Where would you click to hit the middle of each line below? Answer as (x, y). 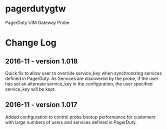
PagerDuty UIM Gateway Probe (37, 22)
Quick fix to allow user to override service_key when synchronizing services (83, 73)
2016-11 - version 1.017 (41, 105)
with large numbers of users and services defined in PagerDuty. (71, 122)
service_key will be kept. (30, 89)
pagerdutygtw (35, 9)
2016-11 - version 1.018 (41, 61)
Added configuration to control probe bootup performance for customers (80, 117)
